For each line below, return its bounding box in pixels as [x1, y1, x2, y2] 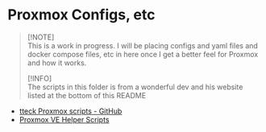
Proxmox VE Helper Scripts [19, 114, 110, 124]
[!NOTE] [27, 32, 55, 42]
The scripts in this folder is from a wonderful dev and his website [27, 82, 243, 92]
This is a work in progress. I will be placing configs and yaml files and [27, 40, 259, 50]
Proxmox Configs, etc [7, 6, 156, 24]
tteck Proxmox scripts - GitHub [19, 106, 123, 116]
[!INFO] [27, 73, 52, 83]
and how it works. [27, 58, 87, 68]
